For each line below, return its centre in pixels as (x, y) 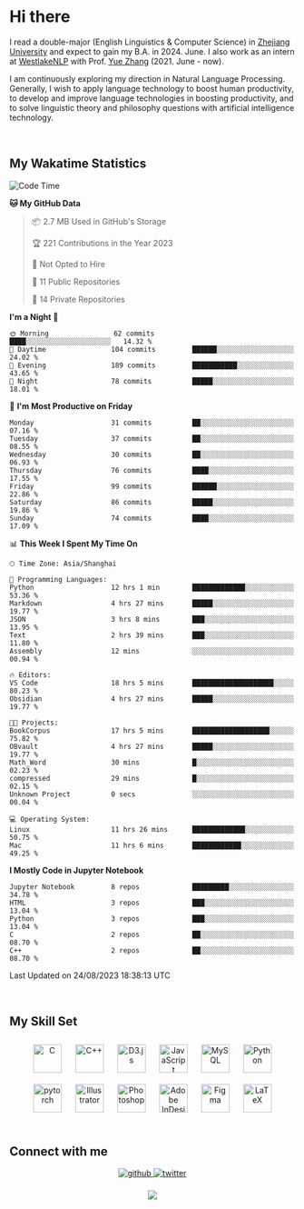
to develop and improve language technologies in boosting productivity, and (152, 98)
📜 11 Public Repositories (76, 281)
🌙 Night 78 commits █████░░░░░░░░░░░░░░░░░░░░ (152, 381)
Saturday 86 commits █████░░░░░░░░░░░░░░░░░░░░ (152, 502)
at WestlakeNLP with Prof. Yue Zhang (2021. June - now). (117, 61)
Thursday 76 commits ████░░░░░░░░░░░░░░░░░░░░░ (152, 470)
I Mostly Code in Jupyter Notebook (76, 870)
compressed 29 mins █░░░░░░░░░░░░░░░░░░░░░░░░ (152, 778)
